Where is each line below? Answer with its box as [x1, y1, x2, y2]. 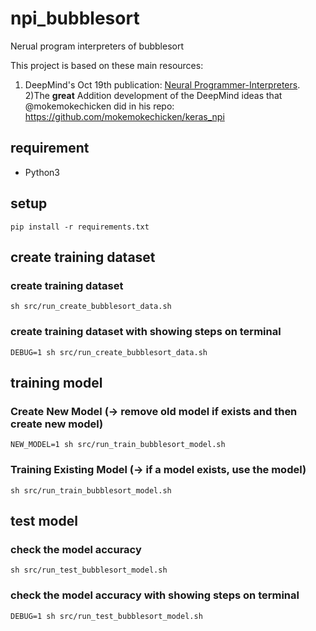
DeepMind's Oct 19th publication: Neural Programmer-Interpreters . [24, 78, 301, 91]
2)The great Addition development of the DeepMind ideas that [24, 89, 283, 101]
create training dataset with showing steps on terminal [10, 325, 282, 339]
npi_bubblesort [10, 7, 140, 30]
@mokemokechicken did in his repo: [24, 100, 175, 112]
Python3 [24, 166, 60, 178]
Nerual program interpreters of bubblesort [10, 40, 185, 52]
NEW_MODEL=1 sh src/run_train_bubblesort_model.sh [10, 440, 226, 450]
